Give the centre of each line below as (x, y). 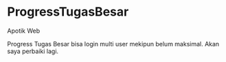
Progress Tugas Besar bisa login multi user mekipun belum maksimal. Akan (113, 44)
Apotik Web (24, 31)
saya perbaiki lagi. (33, 51)
